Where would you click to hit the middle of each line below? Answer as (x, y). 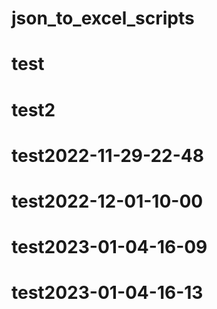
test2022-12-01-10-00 (107, 201)
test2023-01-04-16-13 (107, 293)
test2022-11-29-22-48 (107, 155)
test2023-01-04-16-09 (109, 247)
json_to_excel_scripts (103, 18)
